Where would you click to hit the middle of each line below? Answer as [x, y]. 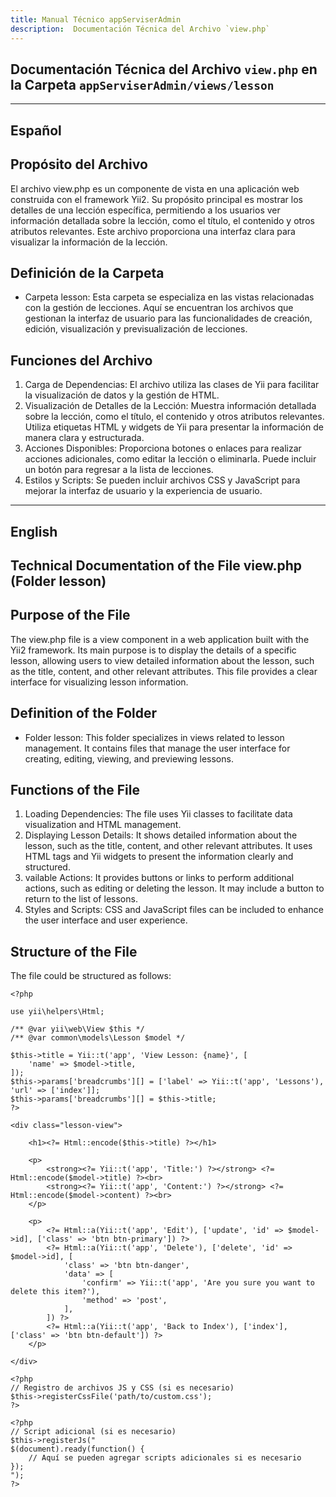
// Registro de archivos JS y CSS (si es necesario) [122, 1388]
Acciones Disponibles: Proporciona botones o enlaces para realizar [163, 448]
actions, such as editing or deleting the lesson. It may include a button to [174, 888]
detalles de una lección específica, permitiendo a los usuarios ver [145, 210]
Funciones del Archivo [81, 360]
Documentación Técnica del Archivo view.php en [164, 69]
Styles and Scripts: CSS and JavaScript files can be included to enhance [174, 910]
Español [36, 130]
